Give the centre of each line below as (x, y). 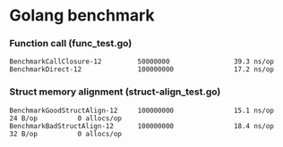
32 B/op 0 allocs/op (66, 134)
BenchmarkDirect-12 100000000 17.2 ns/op (142, 69)
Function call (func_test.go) (71, 44)
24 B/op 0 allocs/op (66, 118)
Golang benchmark (82, 16)
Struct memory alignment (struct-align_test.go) (115, 92)
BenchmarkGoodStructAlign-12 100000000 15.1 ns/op (142, 110)
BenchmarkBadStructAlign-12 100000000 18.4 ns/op (142, 126)
